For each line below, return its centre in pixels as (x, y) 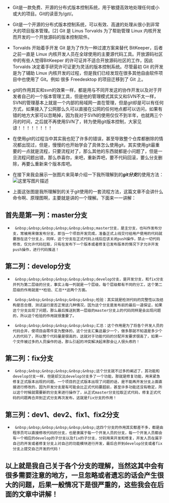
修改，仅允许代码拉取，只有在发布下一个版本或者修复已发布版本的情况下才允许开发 (86, 244)
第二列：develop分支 (38, 266)
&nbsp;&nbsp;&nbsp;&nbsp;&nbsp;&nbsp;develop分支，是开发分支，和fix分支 (89, 279)
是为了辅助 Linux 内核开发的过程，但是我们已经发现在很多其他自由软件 (86, 73)
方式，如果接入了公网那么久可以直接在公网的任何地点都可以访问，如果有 (87, 109)
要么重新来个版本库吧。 (50, 164)
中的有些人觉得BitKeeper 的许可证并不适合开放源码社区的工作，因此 (83, 60)
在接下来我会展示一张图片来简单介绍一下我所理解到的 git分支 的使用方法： (88, 175)
